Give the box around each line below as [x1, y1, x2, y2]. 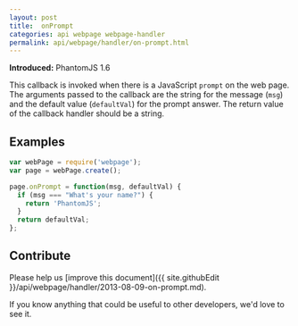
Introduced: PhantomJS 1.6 [9, 63, 111, 73]
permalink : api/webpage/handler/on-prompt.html [9, 38, 190, 47]
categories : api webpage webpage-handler [9, 29, 166, 38]
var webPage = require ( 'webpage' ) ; [9, 158, 142, 167]
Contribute [9, 248, 71, 263]
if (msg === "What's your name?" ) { [17, 190, 153, 199]
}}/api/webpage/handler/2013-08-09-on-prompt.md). [9, 281, 207, 292]
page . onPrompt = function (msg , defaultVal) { [9, 182, 181, 191]
